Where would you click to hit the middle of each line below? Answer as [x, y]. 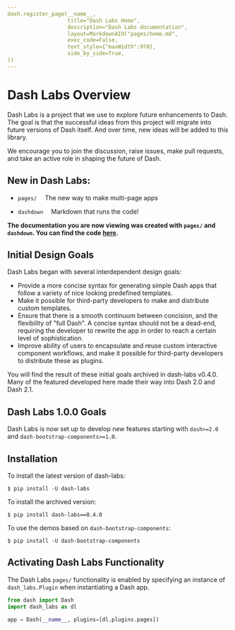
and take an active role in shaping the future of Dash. [84, 158]
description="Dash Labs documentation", [128, 27]
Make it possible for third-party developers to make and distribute [113, 301]
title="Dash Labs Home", [104, 21]
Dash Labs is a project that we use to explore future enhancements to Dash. [117, 115]
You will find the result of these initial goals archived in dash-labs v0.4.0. [113, 374]
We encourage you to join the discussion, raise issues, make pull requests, [116, 151]
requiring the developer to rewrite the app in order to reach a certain [117, 331]
